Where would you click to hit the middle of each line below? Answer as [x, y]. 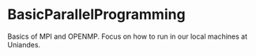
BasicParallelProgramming [97, 15]
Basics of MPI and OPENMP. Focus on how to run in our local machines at [128, 36]
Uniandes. [24, 44]
